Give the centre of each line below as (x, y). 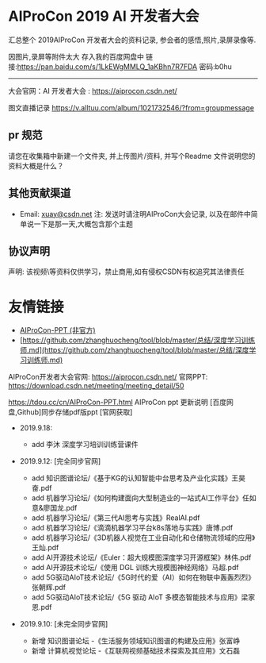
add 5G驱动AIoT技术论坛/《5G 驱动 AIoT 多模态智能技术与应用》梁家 (143, 597)
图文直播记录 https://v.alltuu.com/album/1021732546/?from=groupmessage (131, 107)
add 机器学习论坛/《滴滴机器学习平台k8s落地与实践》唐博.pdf (132, 528)
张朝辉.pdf (48, 588)
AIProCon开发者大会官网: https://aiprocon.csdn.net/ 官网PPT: (108, 377)
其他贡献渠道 (40, 193)
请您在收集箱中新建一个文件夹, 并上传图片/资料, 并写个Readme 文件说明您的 (132, 156)
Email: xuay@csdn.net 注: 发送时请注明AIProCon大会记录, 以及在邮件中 (135, 214)
